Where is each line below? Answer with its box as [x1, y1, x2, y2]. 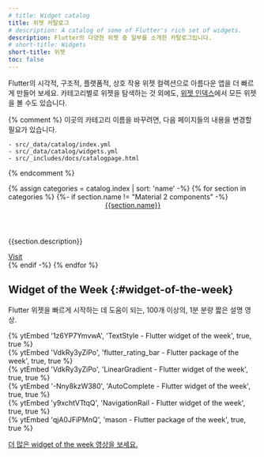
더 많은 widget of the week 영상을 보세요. [8, 440, 138, 449]
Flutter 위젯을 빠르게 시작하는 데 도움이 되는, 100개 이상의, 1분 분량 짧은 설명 [8, 305, 243, 315]
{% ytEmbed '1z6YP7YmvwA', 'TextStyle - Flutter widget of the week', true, [8, 330, 252, 340]
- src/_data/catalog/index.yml [8, 140, 111, 149]
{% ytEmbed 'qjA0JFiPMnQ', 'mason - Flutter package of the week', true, [8, 414, 247, 424]
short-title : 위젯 [8, 48, 66, 56]
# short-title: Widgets [8, 41, 87, 49]
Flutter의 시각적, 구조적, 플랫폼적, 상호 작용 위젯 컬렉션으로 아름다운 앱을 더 [8, 78, 239, 88]
